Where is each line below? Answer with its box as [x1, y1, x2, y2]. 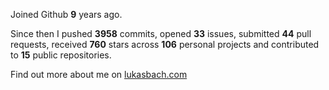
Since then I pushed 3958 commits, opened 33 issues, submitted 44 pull [10, 28, 312, 39]
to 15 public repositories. [10, 49, 112, 61]
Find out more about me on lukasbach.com [10, 69, 188, 80]
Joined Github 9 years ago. [10, 9, 123, 20]
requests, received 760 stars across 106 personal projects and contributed [10, 39, 320, 50]
